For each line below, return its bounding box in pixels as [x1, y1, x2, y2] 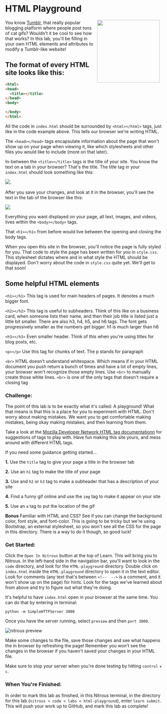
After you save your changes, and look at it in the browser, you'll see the [5, 189, 154, 195]
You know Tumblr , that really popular [5, 20, 81, 26]
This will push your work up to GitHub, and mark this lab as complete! [5, 703, 148, 709]
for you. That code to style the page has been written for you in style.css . [5, 249, 158, 255]
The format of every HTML [5, 61, 89, 69]
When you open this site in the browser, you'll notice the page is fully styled [5, 243, 161, 249]
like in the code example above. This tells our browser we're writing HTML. [5, 128, 159, 134]
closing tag [5, 379, 28, 386]
